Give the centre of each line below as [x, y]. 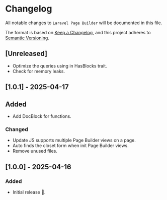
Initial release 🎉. [29, 192]
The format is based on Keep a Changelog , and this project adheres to [78, 32]
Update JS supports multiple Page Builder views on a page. [74, 140]
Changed [17, 129]
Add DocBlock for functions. [42, 116]
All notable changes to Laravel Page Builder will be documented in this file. [84, 23]
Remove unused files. [35, 151]
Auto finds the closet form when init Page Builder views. [71, 146]
